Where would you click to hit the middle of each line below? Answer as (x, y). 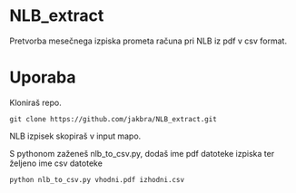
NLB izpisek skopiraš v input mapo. (75, 136)
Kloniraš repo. (35, 102)
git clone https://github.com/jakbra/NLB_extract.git (113, 119)
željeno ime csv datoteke (56, 163)
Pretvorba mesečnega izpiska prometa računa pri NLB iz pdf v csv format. (148, 41)
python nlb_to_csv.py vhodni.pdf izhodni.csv (97, 179)
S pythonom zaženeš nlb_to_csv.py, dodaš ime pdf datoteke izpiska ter (142, 153)
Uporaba (43, 77)
